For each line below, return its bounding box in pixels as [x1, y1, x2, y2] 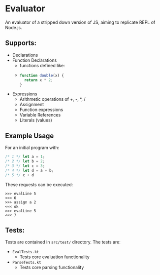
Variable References [19, 112, 61, 118]
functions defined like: [19, 62, 65, 68]
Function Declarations [12, 57, 57, 63]
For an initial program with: [5, 145, 60, 151]
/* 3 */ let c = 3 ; [5, 163, 45, 168]
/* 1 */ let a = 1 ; [5, 154, 45, 159]
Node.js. [5, 24, 22, 30]
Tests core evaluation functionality [19, 254, 90, 260]
